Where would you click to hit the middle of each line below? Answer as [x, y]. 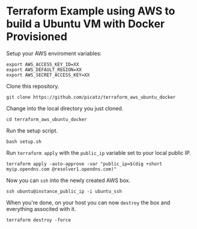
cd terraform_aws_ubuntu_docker [47, 119]
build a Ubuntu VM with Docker [86, 24]
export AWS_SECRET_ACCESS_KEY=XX [48, 75]
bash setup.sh [24, 142]
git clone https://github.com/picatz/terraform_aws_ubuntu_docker [91, 97]
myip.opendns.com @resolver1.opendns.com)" [62, 169]
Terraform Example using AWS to [91, 11]
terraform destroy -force [38, 220]
